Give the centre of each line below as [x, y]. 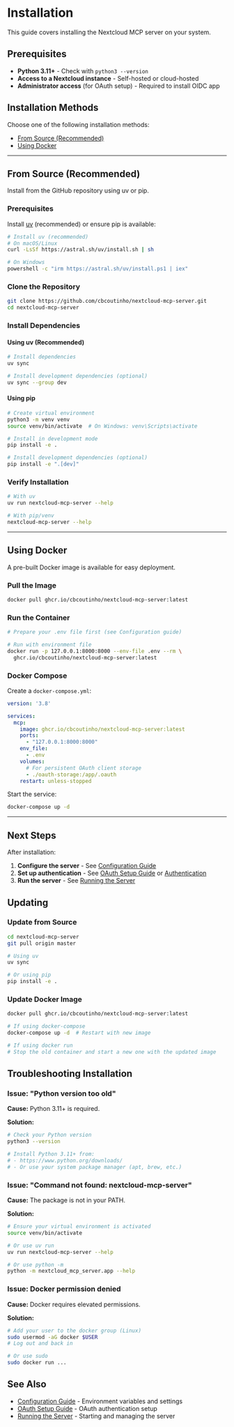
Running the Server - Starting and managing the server [96, 1416]
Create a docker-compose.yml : [49, 690]
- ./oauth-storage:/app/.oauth [71, 775]
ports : [29, 735]
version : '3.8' [29, 703]
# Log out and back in [40, 1344]
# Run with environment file [49, 645]
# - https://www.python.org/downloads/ [65, 1161]
